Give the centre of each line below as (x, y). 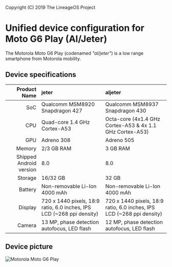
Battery (28, 189)
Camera (27, 225)
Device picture (29, 247)
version (28, 170)
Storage (27, 178)
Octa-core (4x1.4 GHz (133, 119)
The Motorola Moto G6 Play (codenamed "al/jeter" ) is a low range (74, 53)
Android (27, 163)
